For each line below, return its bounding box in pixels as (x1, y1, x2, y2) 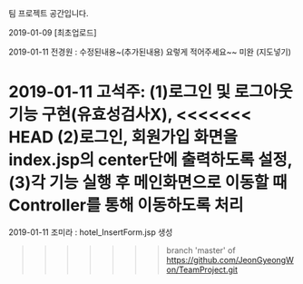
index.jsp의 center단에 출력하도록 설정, (8, 150, 292, 171)
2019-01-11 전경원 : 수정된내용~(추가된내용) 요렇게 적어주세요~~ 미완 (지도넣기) (8, 46, 292, 57)
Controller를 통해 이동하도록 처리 (8, 195, 244, 216)
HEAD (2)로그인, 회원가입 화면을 (8, 127, 238, 148)
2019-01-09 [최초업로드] (8, 27, 97, 38)
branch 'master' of (166, 244, 237, 256)
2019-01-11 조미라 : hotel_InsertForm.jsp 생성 (8, 226, 173, 238)
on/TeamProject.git (166, 264, 238, 275)
